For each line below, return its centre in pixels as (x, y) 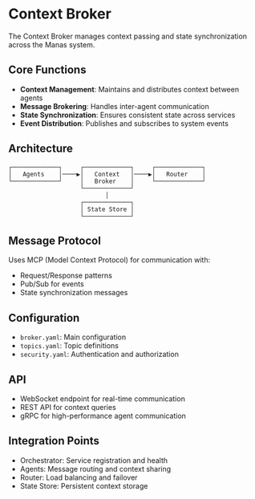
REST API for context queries (68, 407)
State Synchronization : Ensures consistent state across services (127, 115)
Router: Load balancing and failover (79, 477)
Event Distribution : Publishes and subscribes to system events (124, 123)
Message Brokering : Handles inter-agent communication (115, 106)
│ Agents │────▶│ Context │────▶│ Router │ (107, 174)
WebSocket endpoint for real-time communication (103, 399)
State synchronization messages (74, 293)
